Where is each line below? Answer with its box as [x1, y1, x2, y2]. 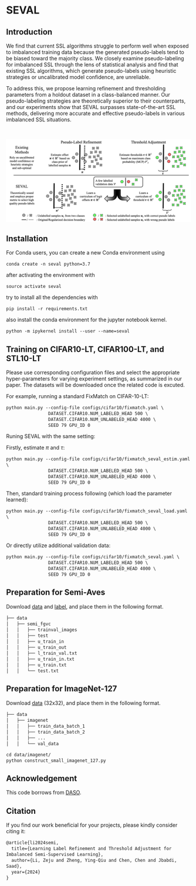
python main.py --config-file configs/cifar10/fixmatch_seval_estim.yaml [6, 456, 191, 462]
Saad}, [6, 863, 22, 870]
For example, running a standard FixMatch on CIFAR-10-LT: [6, 393, 149, 400]
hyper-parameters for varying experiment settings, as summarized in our [6, 375, 183, 382]
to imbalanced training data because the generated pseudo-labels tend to [6, 49, 185, 56]
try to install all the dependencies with [6, 294, 98, 301]
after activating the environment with [6, 271, 95, 279]
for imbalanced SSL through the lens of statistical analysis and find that [6, 61, 178, 68]
